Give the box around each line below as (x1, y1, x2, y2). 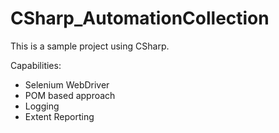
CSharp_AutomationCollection (10, 7, 270, 30)
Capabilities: (10, 59, 62, 71)
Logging (24, 100, 60, 112)
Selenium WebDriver (24, 78, 110, 91)
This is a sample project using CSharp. (10, 40, 170, 52)
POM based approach (24, 89, 116, 101)
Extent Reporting (24, 110, 95, 122)
